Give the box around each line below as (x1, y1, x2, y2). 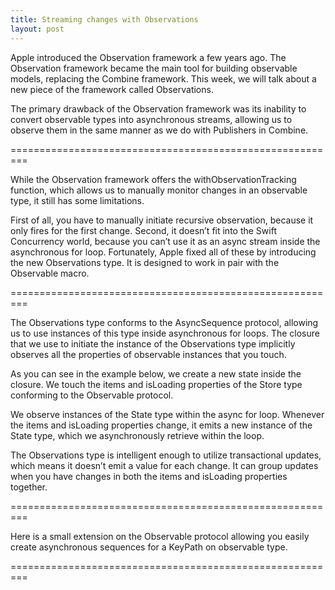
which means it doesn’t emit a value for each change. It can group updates (10, 459, 319, 471)
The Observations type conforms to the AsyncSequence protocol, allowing (10, 316, 319, 328)
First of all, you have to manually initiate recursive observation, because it (10, 214, 314, 226)
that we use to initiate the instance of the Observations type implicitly (10, 337, 296, 350)
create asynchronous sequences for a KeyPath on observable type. (10, 541, 288, 553)
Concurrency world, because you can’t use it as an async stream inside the (10, 235, 321, 247)
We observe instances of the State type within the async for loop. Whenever (10, 408, 325, 420)
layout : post (10, 24, 65, 34)
